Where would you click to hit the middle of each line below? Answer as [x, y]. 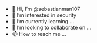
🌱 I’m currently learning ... [43, 21]
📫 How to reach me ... [39, 34]
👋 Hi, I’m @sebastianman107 [46, 9]
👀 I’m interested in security [44, 15]
